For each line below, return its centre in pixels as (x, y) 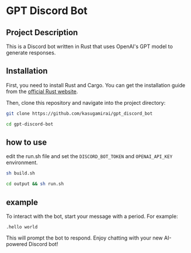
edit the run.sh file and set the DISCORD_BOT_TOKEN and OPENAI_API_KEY (89, 156)
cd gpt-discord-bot (30, 124)
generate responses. (31, 53)
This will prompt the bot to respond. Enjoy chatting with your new (84, 238)
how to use (27, 142)
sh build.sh (20, 173)
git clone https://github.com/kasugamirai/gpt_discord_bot (79, 113)
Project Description (42, 33)
